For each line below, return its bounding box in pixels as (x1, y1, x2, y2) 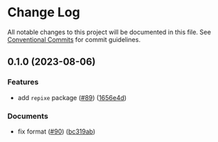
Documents (7, 111, 48, 121)
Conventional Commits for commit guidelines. (7, 35, 141, 43)
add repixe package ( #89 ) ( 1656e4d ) (17, 93, 127, 102)
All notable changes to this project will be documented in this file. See (7, 28, 212, 36)
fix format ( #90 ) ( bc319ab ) (17, 127, 96, 136)
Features (7, 77, 39, 87)
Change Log (7, 4, 80, 21)
